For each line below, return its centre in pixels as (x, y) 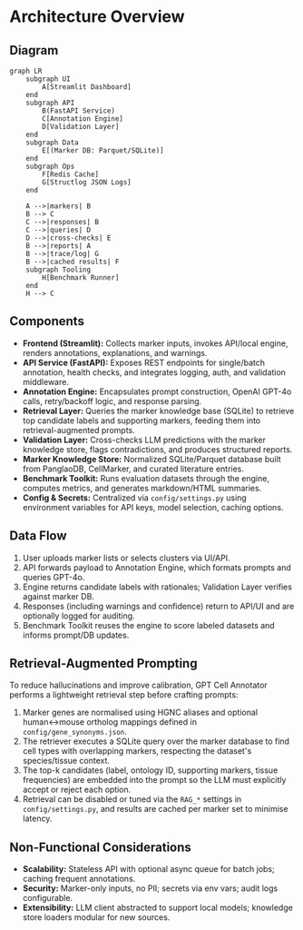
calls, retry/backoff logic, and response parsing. (112, 401)
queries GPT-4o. (54, 577)
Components (47, 321)
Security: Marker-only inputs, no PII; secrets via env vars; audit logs (150, 888)
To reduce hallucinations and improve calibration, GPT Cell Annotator (138, 685)
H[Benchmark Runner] (81, 278)
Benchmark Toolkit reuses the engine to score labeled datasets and (148, 625)
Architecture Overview (97, 17)
